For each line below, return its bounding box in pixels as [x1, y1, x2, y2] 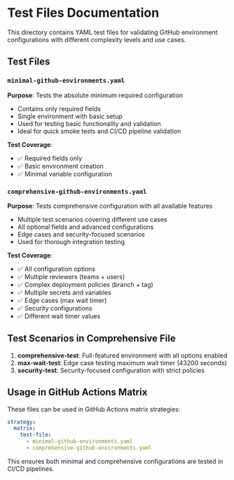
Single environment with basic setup [17, 112, 123, 120]
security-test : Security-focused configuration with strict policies [17, 366, 205, 374]
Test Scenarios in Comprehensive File [7, 332, 177, 344]
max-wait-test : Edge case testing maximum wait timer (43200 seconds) [17, 358, 228, 367]
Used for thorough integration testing [17, 237, 125, 246]
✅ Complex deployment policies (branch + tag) [17, 280, 154, 288]
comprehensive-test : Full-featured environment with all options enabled [17, 351, 228, 360]
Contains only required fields [17, 104, 102, 113]
